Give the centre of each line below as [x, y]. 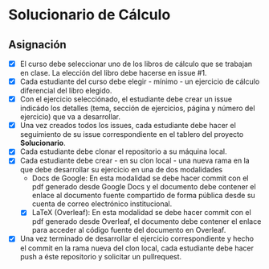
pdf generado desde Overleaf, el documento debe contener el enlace [147, 221]
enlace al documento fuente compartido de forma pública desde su [143, 196]
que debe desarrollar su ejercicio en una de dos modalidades [121, 170]
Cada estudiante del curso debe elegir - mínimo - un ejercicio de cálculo [140, 81]
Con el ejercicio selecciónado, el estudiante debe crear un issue [126, 99]
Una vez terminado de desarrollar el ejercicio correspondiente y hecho [137, 238]
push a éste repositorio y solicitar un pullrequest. [101, 256]
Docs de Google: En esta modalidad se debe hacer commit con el [140, 178]
